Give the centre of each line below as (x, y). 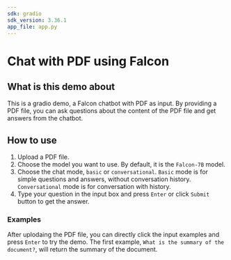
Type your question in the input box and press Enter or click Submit (113, 194)
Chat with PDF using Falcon (88, 61)
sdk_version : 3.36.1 (37, 20)
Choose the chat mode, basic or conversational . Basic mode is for (113, 172)
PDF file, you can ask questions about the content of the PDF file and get (112, 111)
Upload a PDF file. (43, 157)
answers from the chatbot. (45, 118)
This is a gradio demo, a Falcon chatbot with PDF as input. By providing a (112, 104)
